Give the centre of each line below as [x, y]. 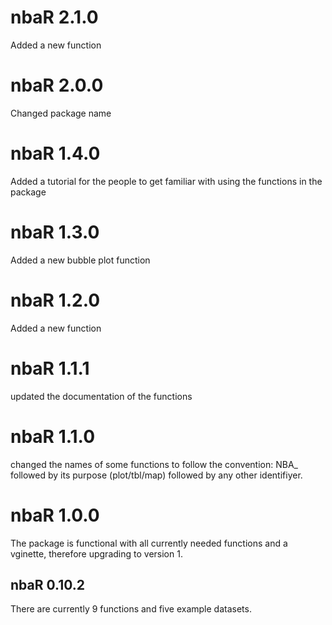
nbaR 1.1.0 [53, 436]
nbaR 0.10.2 [47, 584]
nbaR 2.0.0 [57, 85]
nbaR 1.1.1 [50, 368]
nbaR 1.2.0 [55, 300]
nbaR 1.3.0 [55, 232]
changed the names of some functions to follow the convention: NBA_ [154, 464]
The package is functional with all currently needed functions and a [149, 543]
